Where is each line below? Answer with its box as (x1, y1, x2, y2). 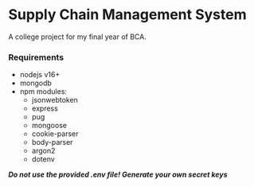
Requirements (8, 52, 64, 63)
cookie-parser (31, 129, 79, 138)
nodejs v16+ (19, 70, 61, 80)
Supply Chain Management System (8, 6, 247, 24)
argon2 (31, 146, 56, 156)
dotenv (31, 154, 56, 164)
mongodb (19, 78, 52, 88)
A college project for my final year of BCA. (8, 32, 147, 41)
